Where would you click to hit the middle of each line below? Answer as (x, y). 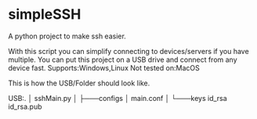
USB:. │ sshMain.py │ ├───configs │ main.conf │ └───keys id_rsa (118, 98)
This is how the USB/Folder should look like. (79, 83)
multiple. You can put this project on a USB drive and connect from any (123, 59)
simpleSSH (45, 14)
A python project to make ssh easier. (67, 36)
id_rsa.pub (25, 106)
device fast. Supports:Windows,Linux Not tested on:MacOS (104, 67)
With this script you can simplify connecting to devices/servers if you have (128, 51)
